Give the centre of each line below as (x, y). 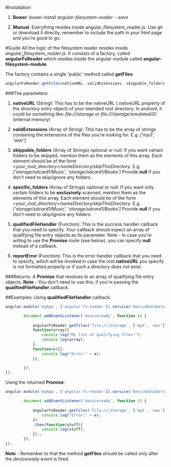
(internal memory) (32, 119)
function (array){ (51, 330)
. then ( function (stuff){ (58, 425)
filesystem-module (26, 64)
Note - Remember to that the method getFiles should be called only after (82, 453)
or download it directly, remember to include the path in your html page (87, 32)
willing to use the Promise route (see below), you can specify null (82, 240)
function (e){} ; (49, 349)
